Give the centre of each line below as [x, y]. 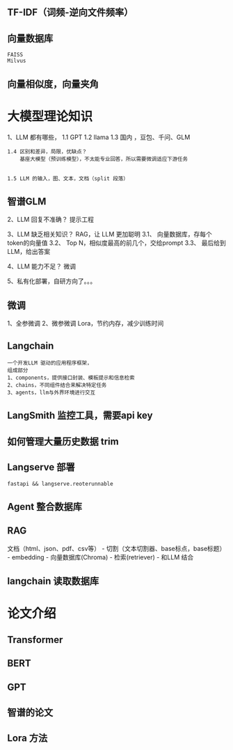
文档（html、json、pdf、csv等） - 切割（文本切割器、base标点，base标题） [116, 548]
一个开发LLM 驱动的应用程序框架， [50, 363]
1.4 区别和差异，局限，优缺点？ [47, 152]
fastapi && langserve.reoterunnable [60, 484]
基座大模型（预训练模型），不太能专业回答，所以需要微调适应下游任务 [104, 159]
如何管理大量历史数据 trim [63, 441]
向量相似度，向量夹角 [53, 84]
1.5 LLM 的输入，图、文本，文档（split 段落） [68, 178]
